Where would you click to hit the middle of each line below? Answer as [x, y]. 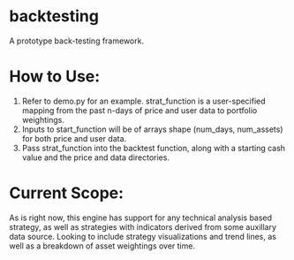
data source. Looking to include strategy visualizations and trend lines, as [143, 236]
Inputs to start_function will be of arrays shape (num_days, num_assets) [153, 129]
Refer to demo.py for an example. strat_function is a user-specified [144, 101]
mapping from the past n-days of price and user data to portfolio [139, 110]
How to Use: [55, 76]
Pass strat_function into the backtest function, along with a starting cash [153, 148]
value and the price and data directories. [96, 157]
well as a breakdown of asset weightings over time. [102, 246]
